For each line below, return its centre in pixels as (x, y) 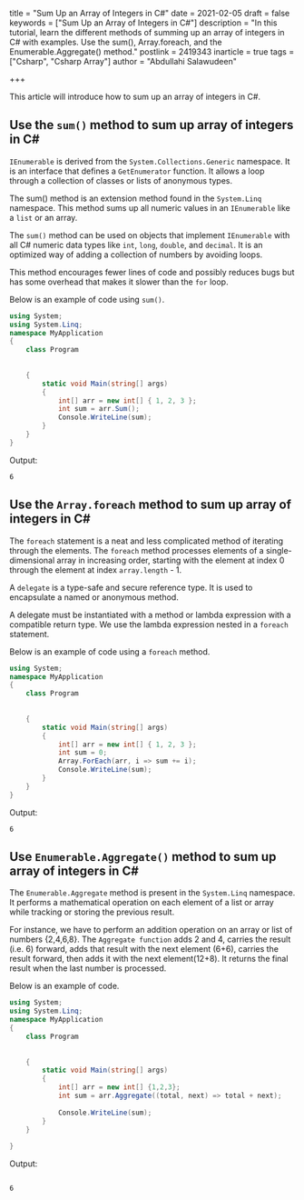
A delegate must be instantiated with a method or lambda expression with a (151, 615)
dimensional (32, 560)
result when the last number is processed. (88, 968)
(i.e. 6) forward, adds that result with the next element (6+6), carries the (144, 949)
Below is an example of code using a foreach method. (110, 651)
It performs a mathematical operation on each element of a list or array (142, 903)
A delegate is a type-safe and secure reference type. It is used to (131, 587)
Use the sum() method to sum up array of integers (152, 125)
